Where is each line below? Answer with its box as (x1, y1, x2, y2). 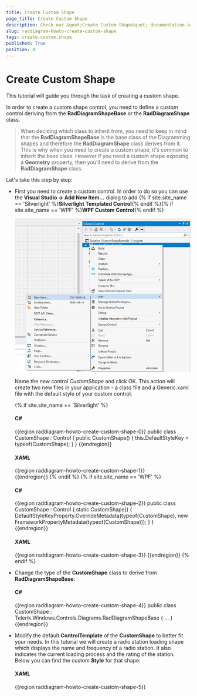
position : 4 (6, 47, 35, 53)
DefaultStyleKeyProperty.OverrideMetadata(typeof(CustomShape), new (14, 512, 188, 520)
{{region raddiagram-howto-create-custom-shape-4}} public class (14, 601, 176, 608)
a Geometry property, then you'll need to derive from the (20, 159, 159, 166)
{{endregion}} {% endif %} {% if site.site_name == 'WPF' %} (14, 473, 161, 480)
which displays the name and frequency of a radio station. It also (14, 644, 171, 651)
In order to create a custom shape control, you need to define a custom (6, 103, 178, 111)
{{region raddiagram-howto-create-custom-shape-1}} (14, 467, 145, 474)
